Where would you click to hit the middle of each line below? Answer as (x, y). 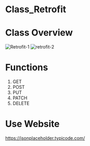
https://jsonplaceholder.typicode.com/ (45, 138)
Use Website (32, 124)
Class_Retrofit (36, 9)
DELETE (21, 104)
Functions (27, 68)
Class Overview (39, 33)
